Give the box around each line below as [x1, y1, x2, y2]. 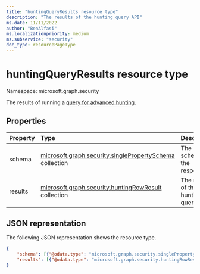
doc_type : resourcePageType [6, 42, 76, 48]
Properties [6, 116, 46, 126]
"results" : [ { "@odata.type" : [17, 257, 89, 263]
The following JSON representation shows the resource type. [6, 234, 157, 241]
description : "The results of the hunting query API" [6, 14, 143, 20]
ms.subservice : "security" [6, 36, 73, 42]
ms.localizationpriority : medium [6, 31, 89, 37]
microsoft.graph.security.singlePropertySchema [40, 151, 176, 160]
